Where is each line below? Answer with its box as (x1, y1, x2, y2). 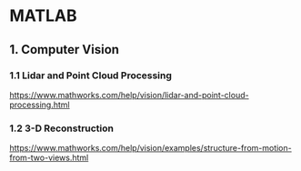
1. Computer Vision (9, 42, 120, 57)
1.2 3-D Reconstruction (9, 122, 114, 135)
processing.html (9, 99, 70, 110)
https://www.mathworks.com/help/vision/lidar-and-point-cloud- (9, 89, 249, 100)
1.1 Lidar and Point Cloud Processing (9, 69, 173, 82)
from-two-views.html (9, 152, 89, 164)
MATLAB (9, 5, 77, 26)
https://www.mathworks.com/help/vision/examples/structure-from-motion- (9, 143, 293, 154)
